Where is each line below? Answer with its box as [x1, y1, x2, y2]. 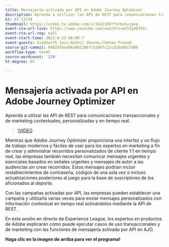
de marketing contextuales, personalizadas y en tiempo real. [5, 118, 131, 124]
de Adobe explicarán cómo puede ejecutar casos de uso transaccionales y [5, 221, 160, 227]
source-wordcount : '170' [5, 54, 57, 59]
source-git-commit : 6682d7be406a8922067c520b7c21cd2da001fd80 [5, 45, 138, 50]
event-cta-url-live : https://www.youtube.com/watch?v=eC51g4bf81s [5, 26, 147, 31]
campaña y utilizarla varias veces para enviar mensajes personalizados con [5, 195, 162, 202]
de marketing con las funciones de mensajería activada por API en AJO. [5, 226, 154, 232]
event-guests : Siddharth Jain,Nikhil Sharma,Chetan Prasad [5, 40, 132, 45]
